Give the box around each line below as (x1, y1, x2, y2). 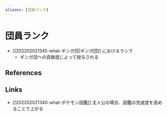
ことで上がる (16, 106, 43, 112)
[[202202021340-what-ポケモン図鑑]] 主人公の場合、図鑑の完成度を (12, 99, 154, 105)
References (5, 68, 42, 77)
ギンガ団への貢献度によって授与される (19, 54, 99, 60)
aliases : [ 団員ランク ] (5, 7, 49, 12)
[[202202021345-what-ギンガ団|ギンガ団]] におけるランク (12, 48, 133, 54)
